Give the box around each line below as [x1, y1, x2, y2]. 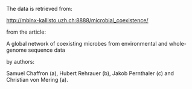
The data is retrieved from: [6, 5, 72, 12]
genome [6, 46, 27, 54]
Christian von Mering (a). [6, 76, 68, 83]
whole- [168, 40, 187, 47]
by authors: [6, 58, 35, 65]
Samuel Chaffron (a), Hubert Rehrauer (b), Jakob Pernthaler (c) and [6, 70, 174, 77]
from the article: [6, 28, 46, 35]
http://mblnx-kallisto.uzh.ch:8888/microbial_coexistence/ [6, 17, 149, 23]
